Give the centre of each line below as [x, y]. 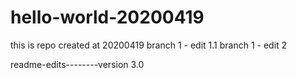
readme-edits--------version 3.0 [77, 64]
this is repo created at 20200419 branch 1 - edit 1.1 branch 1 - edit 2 [149, 45]
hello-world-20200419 [107, 17]
